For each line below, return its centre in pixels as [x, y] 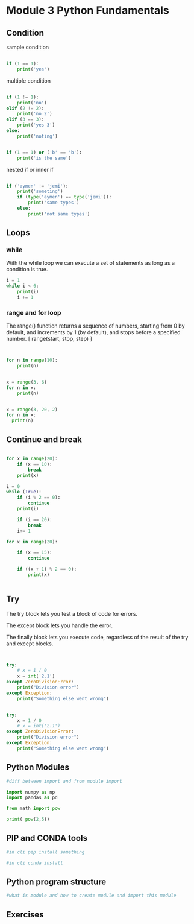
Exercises [25, 914]
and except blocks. [30, 644]
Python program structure [56, 882]
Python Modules [38, 767]
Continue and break [44, 439]
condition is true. [27, 270]
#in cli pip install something [45, 852]
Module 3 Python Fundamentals [88, 11]
